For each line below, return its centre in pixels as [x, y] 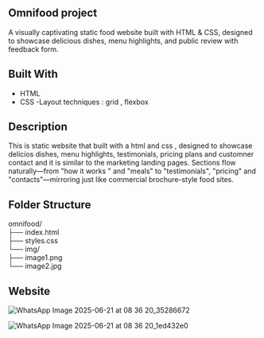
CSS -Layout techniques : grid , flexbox [84, 102]
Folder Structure [50, 205]
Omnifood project [53, 13]
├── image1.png [35, 258]
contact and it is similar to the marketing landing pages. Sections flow [122, 163]
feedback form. [33, 49]
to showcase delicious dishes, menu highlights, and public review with [123, 41]
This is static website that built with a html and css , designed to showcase [130, 146]
